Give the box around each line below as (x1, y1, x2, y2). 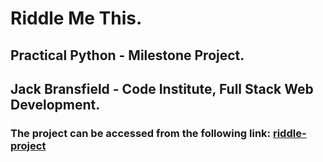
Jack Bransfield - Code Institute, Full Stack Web (10, 80, 314, 97)
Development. (10, 96, 101, 113)
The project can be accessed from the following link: (10, 126, 272, 140)
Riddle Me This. (10, 7, 143, 30)
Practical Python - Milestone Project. (10, 47, 245, 64)
